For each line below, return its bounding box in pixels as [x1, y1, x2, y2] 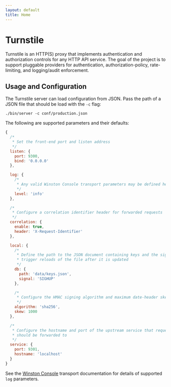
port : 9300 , [14, 154, 40, 159]
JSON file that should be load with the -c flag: [5, 101, 101, 107]
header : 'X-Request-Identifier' [14, 229, 83, 234]
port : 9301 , [14, 347, 40, 352]
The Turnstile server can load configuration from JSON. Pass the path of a [5, 95, 161, 102]
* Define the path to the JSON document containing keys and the [16, 252, 158, 258]
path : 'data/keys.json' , [18, 271, 72, 276]
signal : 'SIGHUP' [18, 276, 56, 281]
